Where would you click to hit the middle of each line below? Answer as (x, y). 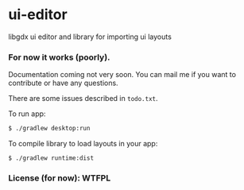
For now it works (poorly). (59, 57)
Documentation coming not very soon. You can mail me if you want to (122, 75)
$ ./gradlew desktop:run (49, 129)
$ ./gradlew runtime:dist (51, 158)
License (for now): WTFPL (60, 178)
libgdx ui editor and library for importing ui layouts (90, 37)
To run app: (27, 114)
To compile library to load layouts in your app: (83, 144)
